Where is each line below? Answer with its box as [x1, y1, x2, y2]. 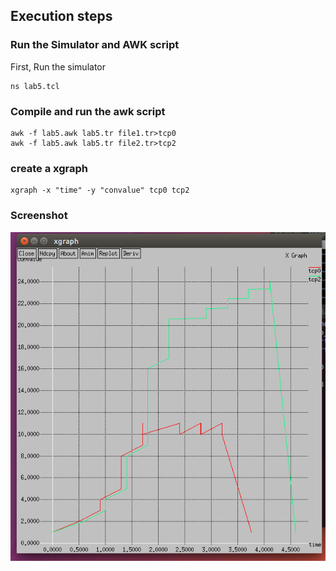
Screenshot [10, 209, 68, 223]
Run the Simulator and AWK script [10, 38, 180, 52]
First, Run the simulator [10, 60, 107, 73]
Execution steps [10, 8, 113, 25]
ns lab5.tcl [10, 81, 60, 91]
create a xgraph [10, 161, 89, 175]
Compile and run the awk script [10, 104, 166, 118]
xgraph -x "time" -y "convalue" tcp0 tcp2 [10, 185, 190, 196]
